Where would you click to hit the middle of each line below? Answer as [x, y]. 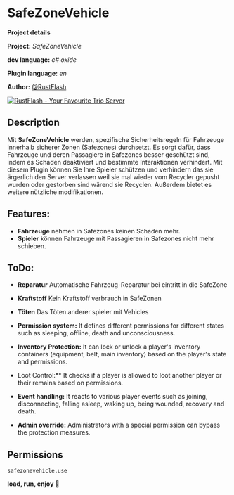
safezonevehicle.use [38, 471]
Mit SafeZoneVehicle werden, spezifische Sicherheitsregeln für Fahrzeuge [116, 139]
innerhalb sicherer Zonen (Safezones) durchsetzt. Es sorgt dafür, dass [109, 147]
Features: [29, 214]
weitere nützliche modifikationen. [56, 192]
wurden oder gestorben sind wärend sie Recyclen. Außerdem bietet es [110, 184]
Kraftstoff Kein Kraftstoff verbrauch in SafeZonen [89, 298]
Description [33, 123]
